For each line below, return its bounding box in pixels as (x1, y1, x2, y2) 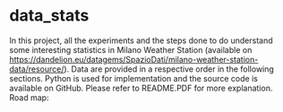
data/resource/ (9, 64, 64, 74)
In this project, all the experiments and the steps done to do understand (9, 35, 273, 46)
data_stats (9, 5, 90, 26)
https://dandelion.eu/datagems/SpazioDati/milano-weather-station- (9, 54, 259, 65)
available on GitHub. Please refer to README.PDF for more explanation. (9, 82, 273, 93)
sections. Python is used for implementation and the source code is (9, 73, 258, 83)
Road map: (9, 91, 49, 103)
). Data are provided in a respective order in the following (64, 64, 275, 74)
